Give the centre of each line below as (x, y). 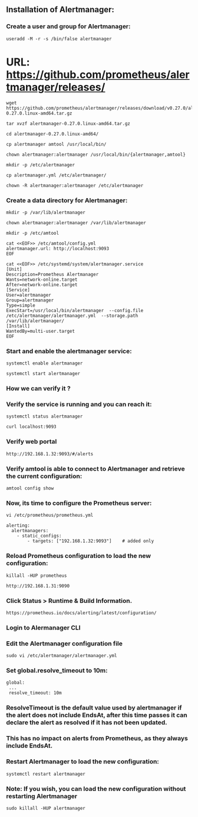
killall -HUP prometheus (37, 575)
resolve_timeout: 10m (35, 693)
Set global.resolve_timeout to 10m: (57, 671)
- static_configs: (39, 536)
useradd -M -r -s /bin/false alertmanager (59, 39)
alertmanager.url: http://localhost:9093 (58, 248)
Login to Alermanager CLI (43, 628)
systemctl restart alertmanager (46, 774)
